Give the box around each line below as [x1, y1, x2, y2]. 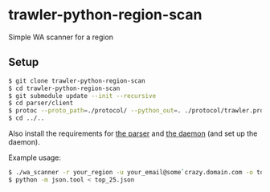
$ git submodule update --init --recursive [8, 92, 157, 100]
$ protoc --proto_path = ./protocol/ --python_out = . [8, 107, 182, 115]
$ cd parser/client [8, 99, 74, 108]
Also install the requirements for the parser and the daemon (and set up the [8, 129, 258, 138]
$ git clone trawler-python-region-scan [8, 76, 146, 85]
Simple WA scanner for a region [8, 32, 114, 42]
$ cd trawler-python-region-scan [8, 84, 121, 92]
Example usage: [8, 153, 62, 162]
